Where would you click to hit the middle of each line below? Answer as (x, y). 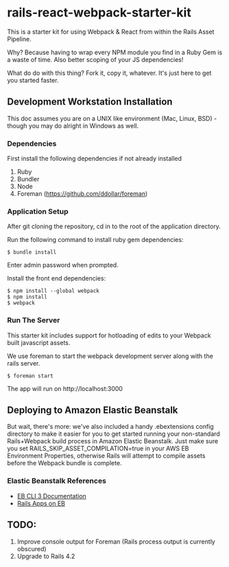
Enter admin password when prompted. (63, 265)
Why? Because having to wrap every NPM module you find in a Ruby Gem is (115, 52)
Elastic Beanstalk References (57, 481)
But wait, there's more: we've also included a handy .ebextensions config (110, 427)
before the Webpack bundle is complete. (64, 463)
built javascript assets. (39, 342)
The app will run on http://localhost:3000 (65, 388)
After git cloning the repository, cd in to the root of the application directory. (114, 226)
